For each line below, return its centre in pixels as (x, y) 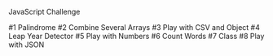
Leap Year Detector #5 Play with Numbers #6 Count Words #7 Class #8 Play (136, 36)
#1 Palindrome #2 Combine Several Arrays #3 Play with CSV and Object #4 (134, 27)
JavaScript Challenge (44, 12)
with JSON (26, 45)
